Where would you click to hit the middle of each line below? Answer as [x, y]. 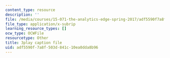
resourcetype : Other [27, 38]
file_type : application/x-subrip [40, 24]
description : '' [22, 15]
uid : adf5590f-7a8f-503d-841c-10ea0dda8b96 [52, 47]
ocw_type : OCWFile [25, 33]
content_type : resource [30, 10]
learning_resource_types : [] [36, 29]
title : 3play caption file [34, 43]
